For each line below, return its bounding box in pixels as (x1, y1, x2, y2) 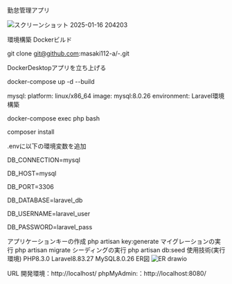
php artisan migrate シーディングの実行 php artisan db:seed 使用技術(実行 (15, 246, 226, 254)
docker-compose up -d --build (7, 78, 95, 85)
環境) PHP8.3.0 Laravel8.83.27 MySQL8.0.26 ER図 (7, 255, 150, 263)
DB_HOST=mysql (7, 169, 57, 177)
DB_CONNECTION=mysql (7, 156, 81, 164)
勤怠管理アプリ (7, 6, 50, 14)
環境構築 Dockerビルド (7, 35, 73, 44)
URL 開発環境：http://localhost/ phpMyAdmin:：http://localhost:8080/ (7, 269, 206, 277)
